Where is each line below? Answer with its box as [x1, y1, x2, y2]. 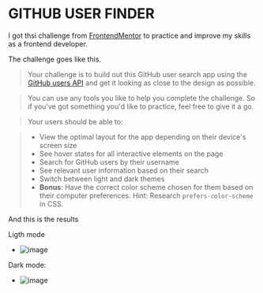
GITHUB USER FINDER [8, 5, 156, 23]
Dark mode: [8, 260, 47, 269]
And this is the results [8, 214, 79, 224]
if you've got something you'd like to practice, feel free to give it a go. [27, 102, 254, 111]
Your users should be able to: [27, 117, 124, 126]
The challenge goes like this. [8, 54, 101, 64]
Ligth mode [8, 229, 46, 239]
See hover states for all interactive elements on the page [39, 149, 224, 158]
